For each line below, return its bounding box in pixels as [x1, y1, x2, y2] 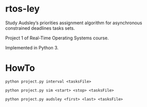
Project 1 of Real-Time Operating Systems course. [5, 35, 109, 41]
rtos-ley [5, 3, 40, 15]
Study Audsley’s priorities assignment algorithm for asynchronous [5, 20, 142, 26]
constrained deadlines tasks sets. [5, 25, 75, 31]
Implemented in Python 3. [5, 44, 59, 50]
